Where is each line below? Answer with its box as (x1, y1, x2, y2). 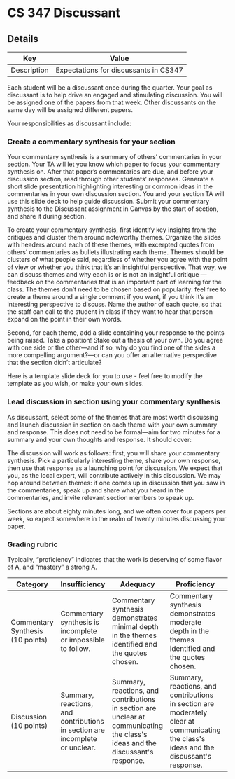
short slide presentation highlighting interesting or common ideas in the (7, 182, 213, 191)
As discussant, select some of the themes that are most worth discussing (7, 413, 219, 421)
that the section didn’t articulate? (7, 359, 102, 367)
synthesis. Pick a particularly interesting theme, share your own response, (7, 456, 221, 464)
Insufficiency (60, 579, 106, 589)
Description (10, 65, 49, 75)
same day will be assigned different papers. (7, 106, 133, 113)
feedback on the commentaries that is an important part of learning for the (7, 278, 222, 287)
